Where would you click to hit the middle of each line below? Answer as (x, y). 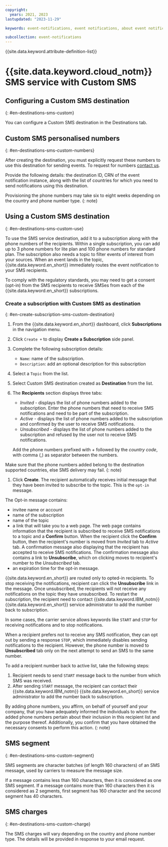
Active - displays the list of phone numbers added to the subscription (91, 419)
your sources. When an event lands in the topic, (54, 259)
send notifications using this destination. (47, 185)
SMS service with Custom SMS (71, 82)
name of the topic (30, 520)
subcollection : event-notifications (43, 37)
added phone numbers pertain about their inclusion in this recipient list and (82, 717)
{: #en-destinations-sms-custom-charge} (48, 824)
